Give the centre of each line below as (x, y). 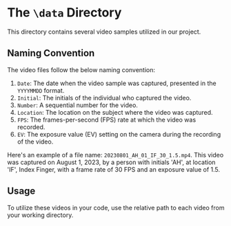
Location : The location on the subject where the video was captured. (115, 112)
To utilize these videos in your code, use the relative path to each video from (116, 207)
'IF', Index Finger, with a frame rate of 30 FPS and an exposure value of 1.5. (114, 169)
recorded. (31, 127)
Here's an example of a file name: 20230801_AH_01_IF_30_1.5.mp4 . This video (115, 155)
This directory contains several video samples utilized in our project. (104, 32)
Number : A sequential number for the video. (77, 105)
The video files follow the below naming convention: (81, 69)
